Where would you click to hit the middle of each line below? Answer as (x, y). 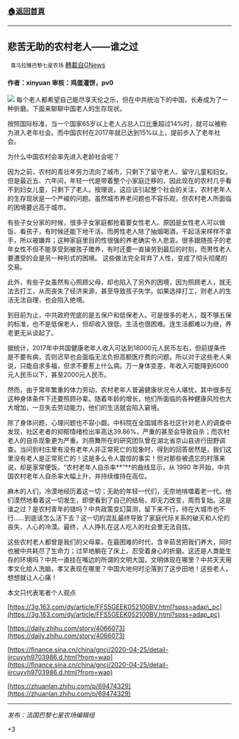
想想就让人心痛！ (32, 577)
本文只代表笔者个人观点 (42, 593)
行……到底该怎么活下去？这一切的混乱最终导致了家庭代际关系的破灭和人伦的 (119, 518)
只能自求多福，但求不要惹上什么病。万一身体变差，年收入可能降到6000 (124, 366)
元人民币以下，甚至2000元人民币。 (59, 374)
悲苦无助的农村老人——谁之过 (73, 47)
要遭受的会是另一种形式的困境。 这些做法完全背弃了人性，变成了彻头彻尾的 (117, 258)
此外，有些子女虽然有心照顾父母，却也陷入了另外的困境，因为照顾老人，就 (116, 282)
